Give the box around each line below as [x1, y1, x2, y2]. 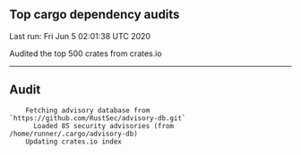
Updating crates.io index [25, 137, 123, 146]
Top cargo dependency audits [9, 7, 180, 22]
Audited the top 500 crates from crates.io [9, 48, 163, 59]
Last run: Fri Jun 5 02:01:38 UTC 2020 [9, 30, 150, 41]
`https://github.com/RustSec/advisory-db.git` [9, 113, 186, 123]
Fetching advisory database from [25, 106, 150, 115]
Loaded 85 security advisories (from [32, 121, 175, 130]
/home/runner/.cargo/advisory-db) [9, 129, 139, 138]
